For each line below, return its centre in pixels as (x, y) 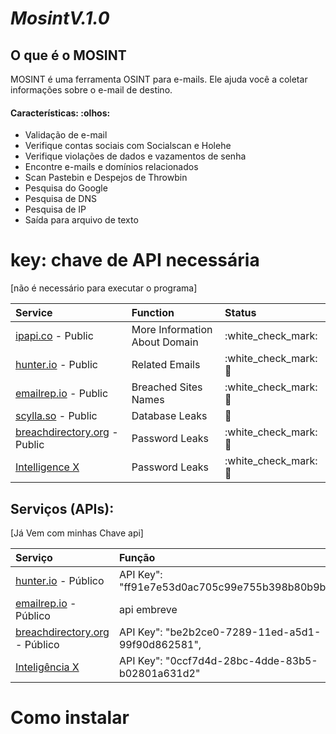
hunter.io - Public (56, 365)
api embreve (148, 609)
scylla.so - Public (56, 416)
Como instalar (70, 718)
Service (34, 313)
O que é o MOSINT (68, 55)
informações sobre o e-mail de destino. (91, 90)
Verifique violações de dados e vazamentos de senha (135, 156)
